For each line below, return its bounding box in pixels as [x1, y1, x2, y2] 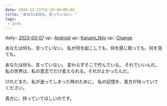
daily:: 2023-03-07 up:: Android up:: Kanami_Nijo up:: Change [5, 35, 133, 41]
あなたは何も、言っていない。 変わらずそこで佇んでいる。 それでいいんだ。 [5, 62, 160, 68]
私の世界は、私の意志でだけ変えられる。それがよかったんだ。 [5, 68, 132, 74]
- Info [7, 21, 21, 26]
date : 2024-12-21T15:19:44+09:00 [5, 7, 75, 12]
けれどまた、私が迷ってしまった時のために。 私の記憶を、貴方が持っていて [5, 79, 159, 85]
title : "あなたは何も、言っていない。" [5, 12, 77, 17]
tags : [5, 16, 16, 21]
